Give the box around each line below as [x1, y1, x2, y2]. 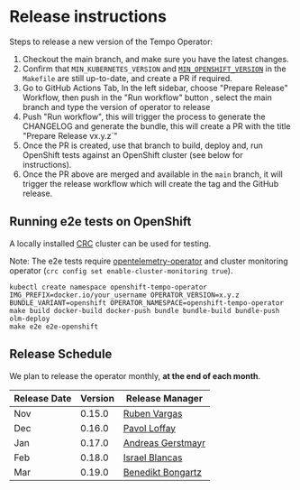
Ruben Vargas [123, 407, 183, 420]
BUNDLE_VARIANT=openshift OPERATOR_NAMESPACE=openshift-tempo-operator [9, 298, 284, 308]
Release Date [14, 392, 72, 404]
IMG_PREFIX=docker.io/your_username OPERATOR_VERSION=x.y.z [9, 291, 241, 300]
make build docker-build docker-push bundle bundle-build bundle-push [9, 306, 280, 315]
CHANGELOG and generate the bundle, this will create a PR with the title [22, 120, 291, 132]
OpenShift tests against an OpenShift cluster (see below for [22, 149, 243, 160]
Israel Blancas [123, 451, 183, 464]
